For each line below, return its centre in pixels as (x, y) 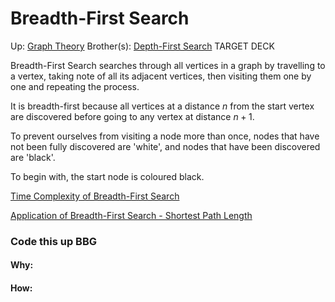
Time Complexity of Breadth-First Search (95, 196)
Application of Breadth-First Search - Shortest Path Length (131, 215)
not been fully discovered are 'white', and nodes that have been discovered (165, 146)
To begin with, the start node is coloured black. (107, 176)
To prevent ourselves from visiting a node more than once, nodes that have (165, 136)
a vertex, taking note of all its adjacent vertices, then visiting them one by (161, 76)
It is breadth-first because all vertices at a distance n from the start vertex (162, 106)
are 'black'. (33, 157)
